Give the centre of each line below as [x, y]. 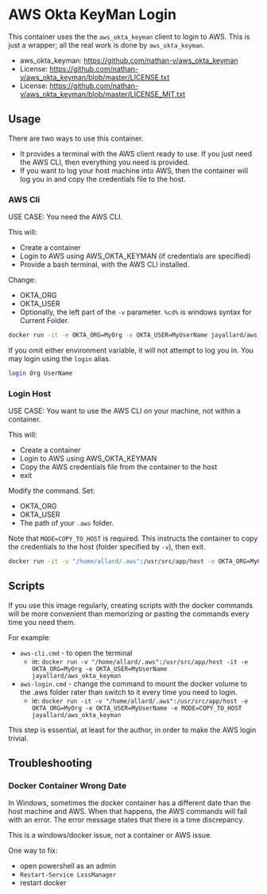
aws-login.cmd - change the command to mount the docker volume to [133, 684]
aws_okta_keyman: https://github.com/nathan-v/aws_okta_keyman [129, 60]
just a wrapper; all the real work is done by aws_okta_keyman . [106, 44]
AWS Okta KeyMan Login [93, 15]
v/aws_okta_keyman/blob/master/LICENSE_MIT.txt [103, 94]
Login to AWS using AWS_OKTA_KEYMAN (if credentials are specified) [135, 256]
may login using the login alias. [60, 358]
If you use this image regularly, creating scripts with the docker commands [130, 605]
